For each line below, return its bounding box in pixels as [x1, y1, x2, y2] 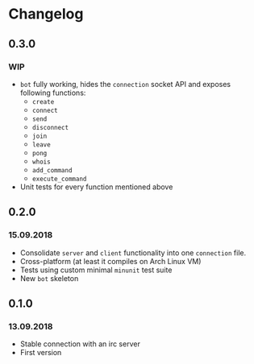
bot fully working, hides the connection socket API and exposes [19, 79, 231, 89]
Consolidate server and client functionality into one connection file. [19, 247, 247, 258]
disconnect [31, 123, 69, 131]
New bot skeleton [19, 273, 79, 283]
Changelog [8, 5, 84, 23]
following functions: [19, 88, 86, 97]
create [31, 97, 55, 105]
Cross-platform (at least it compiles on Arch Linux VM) [19, 256, 202, 266]
